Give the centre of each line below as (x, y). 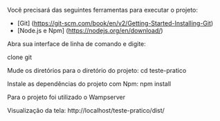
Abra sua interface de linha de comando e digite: (77, 44)
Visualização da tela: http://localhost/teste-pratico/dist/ (86, 110)
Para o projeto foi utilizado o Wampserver (66, 97)
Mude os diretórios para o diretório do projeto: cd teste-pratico (97, 70)
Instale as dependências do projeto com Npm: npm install (89, 84)
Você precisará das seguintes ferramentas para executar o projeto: (103, 10)
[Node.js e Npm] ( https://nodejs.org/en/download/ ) (90, 31)
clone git (20, 57)
